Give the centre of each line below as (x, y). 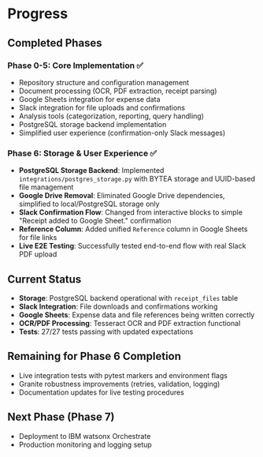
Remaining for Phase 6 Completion (94, 356)
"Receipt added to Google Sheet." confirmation (95, 221)
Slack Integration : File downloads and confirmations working (118, 306)
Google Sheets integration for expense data (89, 99)
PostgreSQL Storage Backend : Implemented (91, 170)
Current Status (44, 279)
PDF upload (38, 254)
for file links (38, 238)
